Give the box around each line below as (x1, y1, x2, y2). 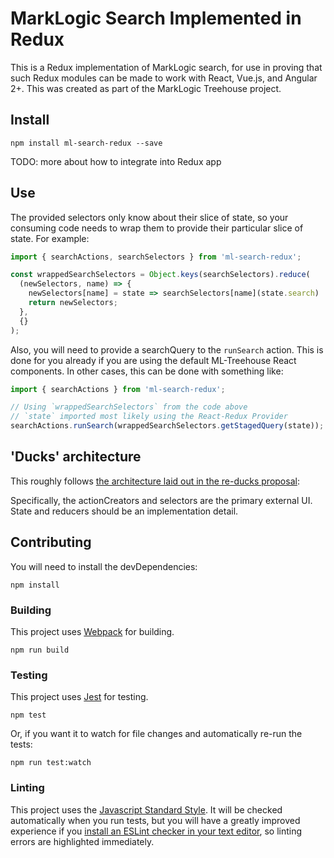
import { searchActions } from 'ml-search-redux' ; (10, 384, 226, 394)
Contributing (10, 534, 92, 551)
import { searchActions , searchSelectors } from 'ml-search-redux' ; (10, 252, 302, 262)
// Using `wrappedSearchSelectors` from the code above (10, 402, 248, 412)
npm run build (10, 645, 70, 655)
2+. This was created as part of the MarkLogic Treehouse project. (10, 82, 282, 94)
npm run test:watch (10, 758, 92, 768)
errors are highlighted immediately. (10, 835, 155, 847)
